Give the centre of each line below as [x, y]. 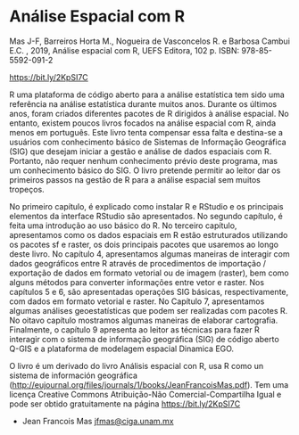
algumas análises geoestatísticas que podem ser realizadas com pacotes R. [149, 310]
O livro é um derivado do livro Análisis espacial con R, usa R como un [137, 365]
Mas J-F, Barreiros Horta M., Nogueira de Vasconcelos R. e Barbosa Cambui [149, 41]
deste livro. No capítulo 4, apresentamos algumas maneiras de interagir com [149, 254]
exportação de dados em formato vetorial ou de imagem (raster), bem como [149, 273]
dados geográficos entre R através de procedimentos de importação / [137, 263]
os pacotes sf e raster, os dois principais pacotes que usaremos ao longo [144, 244]
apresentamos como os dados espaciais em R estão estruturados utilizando [149, 234]
